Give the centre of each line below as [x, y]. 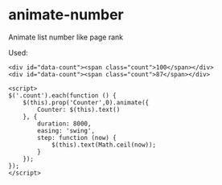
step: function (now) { [77, 138]
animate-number [66, 15]
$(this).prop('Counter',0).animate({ [86, 102]
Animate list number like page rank [66, 37]
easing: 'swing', [66, 130]
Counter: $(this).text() [79, 109]
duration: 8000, [64, 123]
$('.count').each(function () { [62, 95]
